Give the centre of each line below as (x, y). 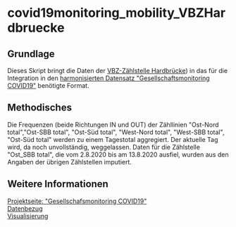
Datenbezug (25, 208)
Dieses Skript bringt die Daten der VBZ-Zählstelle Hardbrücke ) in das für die (117, 71)
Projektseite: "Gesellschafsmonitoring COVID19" (77, 201)
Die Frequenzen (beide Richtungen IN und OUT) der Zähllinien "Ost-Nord (113, 124)
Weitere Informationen (58, 184)
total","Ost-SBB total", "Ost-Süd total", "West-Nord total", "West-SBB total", (116, 132)
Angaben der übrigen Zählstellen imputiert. (70, 162)
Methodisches (40, 108)
